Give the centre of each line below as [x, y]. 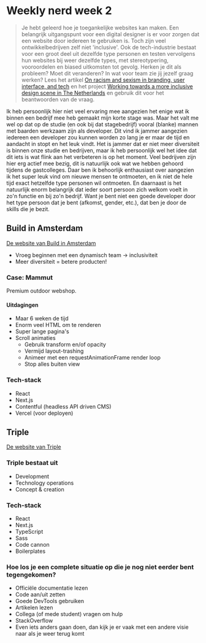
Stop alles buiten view [52, 364]
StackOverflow [34, 621]
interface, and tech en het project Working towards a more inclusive [107, 86]
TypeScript [29, 531]
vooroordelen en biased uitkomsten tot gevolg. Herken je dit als [101, 67]
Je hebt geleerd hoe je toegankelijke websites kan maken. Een [100, 28]
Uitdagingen [22, 305]
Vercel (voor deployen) [44, 413]
